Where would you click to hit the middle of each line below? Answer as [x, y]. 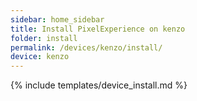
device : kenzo [40, 57]
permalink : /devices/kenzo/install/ [86, 47]
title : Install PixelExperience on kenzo [98, 29]
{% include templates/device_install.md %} [99, 85]
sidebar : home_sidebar [57, 19]
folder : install [44, 38]
